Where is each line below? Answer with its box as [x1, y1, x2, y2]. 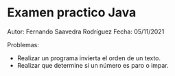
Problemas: [7, 40, 40, 49]
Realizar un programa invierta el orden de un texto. [16, 53, 161, 62]
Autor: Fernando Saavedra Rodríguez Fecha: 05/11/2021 [7, 27, 165, 36]
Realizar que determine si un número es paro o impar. [16, 61, 170, 69]
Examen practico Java [7, 5, 137, 21]
